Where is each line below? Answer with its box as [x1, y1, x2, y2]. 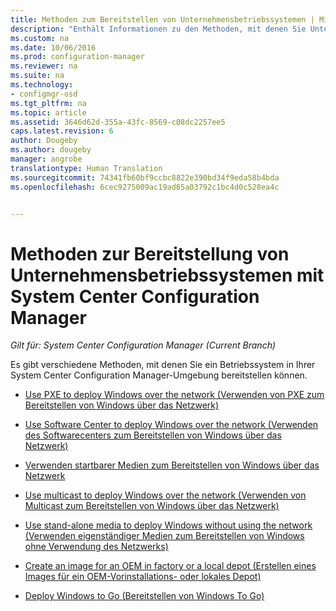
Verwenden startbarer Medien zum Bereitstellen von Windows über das [24, 459, 320, 471]
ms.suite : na [10, 71, 65, 81]
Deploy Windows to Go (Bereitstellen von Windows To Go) [24, 590, 265, 602]
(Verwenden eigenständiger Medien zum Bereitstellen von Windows [24, 530, 305, 542]
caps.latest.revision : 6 [10, 126, 114, 136]
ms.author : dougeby [10, 145, 92, 155]
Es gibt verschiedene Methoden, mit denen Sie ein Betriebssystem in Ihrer [10, 359, 316, 371]
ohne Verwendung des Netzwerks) [24, 541, 169, 553]
